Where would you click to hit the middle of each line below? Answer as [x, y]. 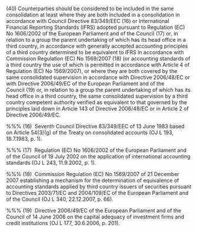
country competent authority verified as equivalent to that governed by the [96, 102]
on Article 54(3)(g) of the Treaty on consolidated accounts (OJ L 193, [90, 132]
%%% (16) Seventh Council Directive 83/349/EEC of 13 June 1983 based [96, 126]
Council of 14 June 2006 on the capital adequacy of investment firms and [95, 217]
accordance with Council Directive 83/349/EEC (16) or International [88, 21]
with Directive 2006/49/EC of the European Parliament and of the [85, 84]
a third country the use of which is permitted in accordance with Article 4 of [98, 65]
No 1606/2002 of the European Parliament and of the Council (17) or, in [92, 34]
